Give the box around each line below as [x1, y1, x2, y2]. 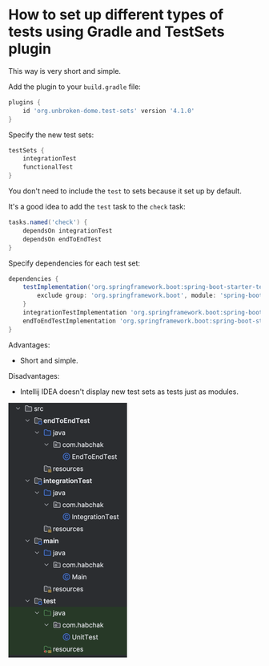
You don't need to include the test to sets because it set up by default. [8, 186, 242, 196]
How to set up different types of [8, 6, 224, 24]
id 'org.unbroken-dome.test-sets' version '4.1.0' [22, 107, 195, 115]
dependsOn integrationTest [22, 226, 113, 234]
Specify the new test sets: [8, 130, 94, 140]
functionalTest [22, 163, 74, 172]
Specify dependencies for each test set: [8, 258, 141, 268]
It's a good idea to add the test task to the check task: [8, 202, 186, 212]
